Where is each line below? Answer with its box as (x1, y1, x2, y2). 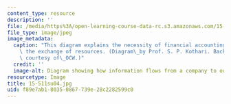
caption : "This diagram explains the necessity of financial (13, 42, 192, 49)
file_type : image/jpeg (7, 29, 72, 36)
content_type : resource (7, 10, 76, 17)
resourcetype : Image (7, 73, 67, 81)
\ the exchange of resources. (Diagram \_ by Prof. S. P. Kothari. (19, 49, 211, 55)
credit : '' (13, 61, 45, 68)
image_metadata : (7, 36, 54, 42)
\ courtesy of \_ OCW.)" (19, 55, 85, 62)
